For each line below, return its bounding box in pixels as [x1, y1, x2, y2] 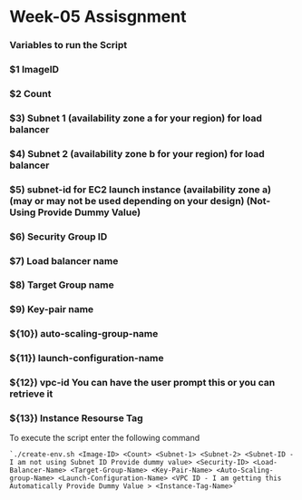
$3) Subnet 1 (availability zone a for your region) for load [9, 112, 263, 124]
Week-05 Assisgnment [9, 6, 187, 27]
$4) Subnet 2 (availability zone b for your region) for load [9, 147, 265, 160]
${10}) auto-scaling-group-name [9, 328, 159, 340]
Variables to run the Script [9, 39, 128, 52]
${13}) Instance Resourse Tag [9, 412, 143, 425]
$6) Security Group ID [9, 230, 108, 242]
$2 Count [9, 87, 52, 100]
